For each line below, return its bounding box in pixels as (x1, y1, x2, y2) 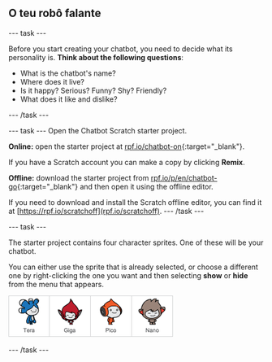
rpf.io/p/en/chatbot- (150, 172, 218, 182)
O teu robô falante (8, 7, 101, 20)
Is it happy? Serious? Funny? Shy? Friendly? (19, 85, 167, 95)
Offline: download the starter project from (8, 172, 149, 182)
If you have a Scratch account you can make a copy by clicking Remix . (8, 157, 245, 167)
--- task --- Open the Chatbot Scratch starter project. (8, 125, 188, 135)
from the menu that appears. (8, 279, 104, 289)
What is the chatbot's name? (19, 68, 116, 78)
